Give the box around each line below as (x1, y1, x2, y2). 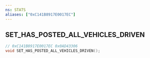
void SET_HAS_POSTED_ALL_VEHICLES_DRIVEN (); (5, 48, 101, 53)
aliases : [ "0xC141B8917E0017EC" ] (5, 12, 76, 17)
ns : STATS (5, 7, 26, 12)
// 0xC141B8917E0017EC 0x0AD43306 (5, 43, 78, 49)
